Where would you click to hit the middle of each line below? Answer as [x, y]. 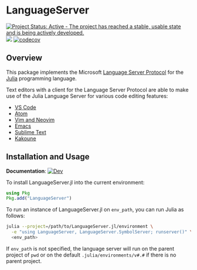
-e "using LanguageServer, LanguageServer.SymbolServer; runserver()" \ [102, 232]
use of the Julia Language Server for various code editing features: [87, 96]
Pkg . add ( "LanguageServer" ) [39, 199]
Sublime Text [30, 132]
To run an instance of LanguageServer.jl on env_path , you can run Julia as [95, 210]
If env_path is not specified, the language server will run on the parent [90, 248]
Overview [24, 58]
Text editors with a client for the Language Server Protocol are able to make [97, 90]
